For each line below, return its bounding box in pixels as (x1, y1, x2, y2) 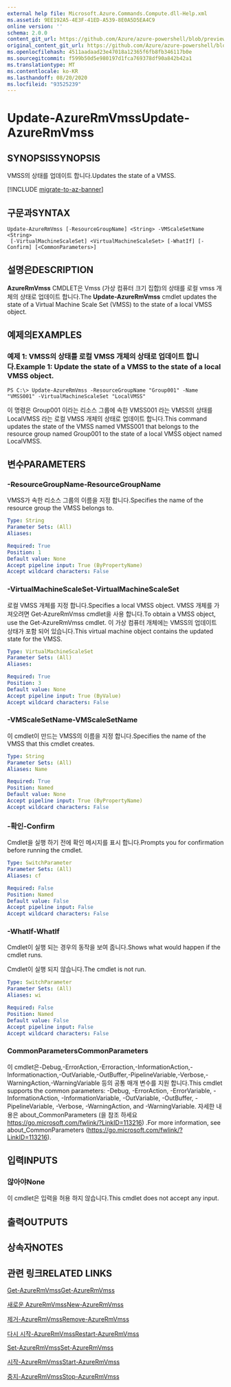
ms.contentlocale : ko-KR (7, 68, 78, 74)
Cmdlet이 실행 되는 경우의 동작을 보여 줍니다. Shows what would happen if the (7, 943, 221, 952)
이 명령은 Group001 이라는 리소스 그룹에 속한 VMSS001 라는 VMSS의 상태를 (7, 406, 213, 414)
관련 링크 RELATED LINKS (7, 1267, 112, 1279)
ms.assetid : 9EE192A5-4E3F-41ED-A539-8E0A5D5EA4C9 (7, 17, 155, 23)
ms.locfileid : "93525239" (7, 81, 81, 88)
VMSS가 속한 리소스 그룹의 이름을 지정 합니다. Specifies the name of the (7, 496, 204, 504)
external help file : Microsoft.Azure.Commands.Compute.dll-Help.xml (7, 10, 208, 17)
